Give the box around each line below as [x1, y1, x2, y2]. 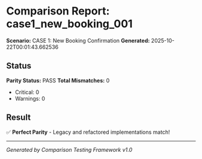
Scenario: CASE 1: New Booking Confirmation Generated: [6, 37, 150, 44]
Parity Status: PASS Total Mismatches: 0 [6, 76, 110, 84]
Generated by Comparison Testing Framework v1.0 [6, 146, 133, 153]
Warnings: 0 [14, 95, 45, 102]
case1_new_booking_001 [6, 17, 133, 31]
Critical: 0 [14, 89, 39, 96]
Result [6, 113, 31, 123]
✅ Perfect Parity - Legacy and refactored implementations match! [6, 128, 170, 136]
